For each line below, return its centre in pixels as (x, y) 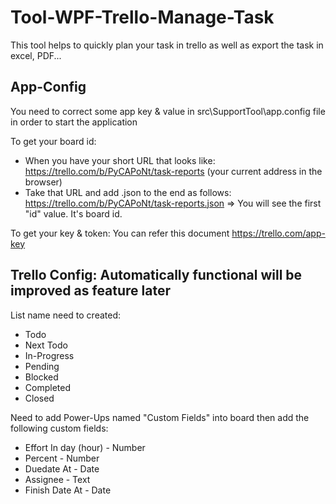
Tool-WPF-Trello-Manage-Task (142, 17)
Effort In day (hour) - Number (85, 447)
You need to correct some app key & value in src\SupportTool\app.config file (168, 111)
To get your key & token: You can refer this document (120, 233)
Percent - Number (62, 458)
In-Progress (49, 355)
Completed (47, 387)
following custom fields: (59, 428)
